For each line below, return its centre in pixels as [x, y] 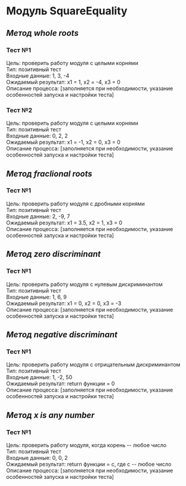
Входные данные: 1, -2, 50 [39, 377]
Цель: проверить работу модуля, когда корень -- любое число [86, 445]
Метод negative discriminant [62, 335]
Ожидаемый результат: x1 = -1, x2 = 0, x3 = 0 [63, 142]
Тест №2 [19, 110]
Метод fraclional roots [49, 173]
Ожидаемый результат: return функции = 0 [61, 384]
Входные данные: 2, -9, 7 [38, 216]
